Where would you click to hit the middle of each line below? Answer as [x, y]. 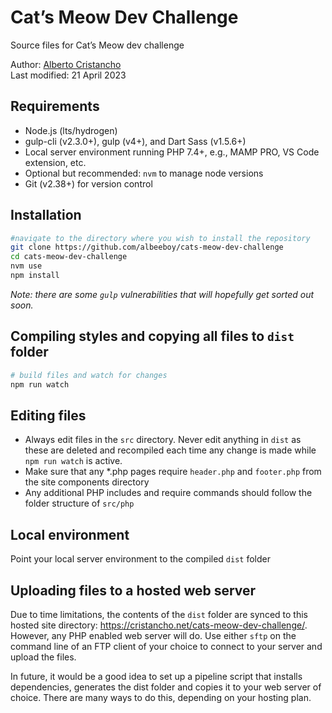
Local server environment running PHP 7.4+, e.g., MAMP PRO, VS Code [172, 152]
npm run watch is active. [73, 461]
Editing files [48, 415]
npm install [35, 276]
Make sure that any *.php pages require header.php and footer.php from [173, 472]
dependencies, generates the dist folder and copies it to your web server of [166, 687]
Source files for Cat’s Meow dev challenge [97, 45]
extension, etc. [55, 162]
